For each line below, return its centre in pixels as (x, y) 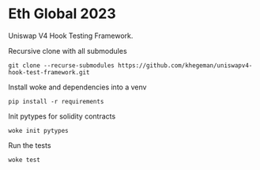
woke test (24, 160)
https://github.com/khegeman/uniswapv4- (185, 65)
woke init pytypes (38, 130)
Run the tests (30, 145)
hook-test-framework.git (49, 72)
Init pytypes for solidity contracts (62, 116)
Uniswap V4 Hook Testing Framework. (71, 36)
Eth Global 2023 (62, 14)
